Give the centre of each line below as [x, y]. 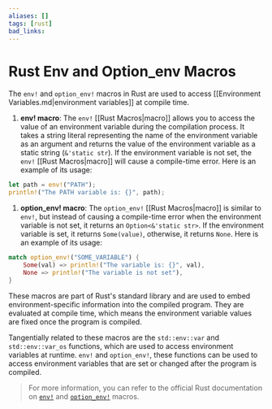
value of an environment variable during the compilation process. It [132, 127]
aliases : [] [28, 16]
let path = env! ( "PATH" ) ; [52, 185]
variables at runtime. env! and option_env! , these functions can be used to [133, 355]
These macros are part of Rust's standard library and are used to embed [130, 296]
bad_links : [27, 31]
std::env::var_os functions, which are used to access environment [121, 346]
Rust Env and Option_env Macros [123, 71]
